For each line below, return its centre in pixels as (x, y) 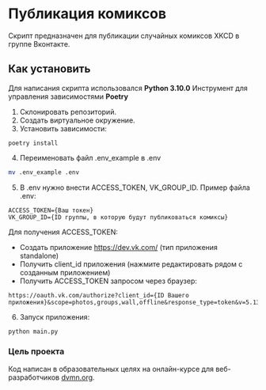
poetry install (33, 143)
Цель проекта (36, 351)
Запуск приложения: (55, 316)
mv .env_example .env (44, 172)
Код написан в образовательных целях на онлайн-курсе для (111, 369)
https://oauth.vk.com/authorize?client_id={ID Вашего (99, 295)
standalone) (39, 256)
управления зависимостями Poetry (68, 97)
